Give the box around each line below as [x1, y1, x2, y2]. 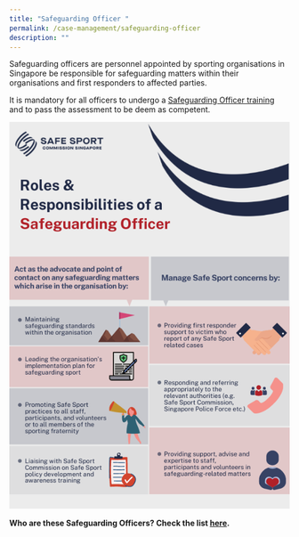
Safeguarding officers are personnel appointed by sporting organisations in [9, 59, 285, 69]
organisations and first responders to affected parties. [9, 77, 207, 88]
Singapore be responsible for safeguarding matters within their [9, 68, 239, 79]
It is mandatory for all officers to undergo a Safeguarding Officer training [9, 94, 275, 106]
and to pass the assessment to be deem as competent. [9, 104, 211, 115]
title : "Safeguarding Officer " [9, 14, 129, 23]
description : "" [9, 33, 69, 42]
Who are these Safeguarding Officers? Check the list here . [9, 517, 230, 528]
